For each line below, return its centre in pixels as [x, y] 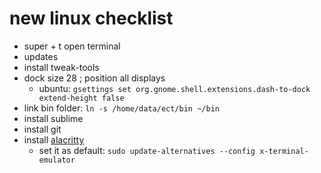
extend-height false [81, 98]
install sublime [53, 118]
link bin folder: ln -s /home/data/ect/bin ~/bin [121, 108]
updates [41, 56]
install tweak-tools [61, 67]
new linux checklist [91, 18]
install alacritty [54, 139]
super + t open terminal [72, 46]
